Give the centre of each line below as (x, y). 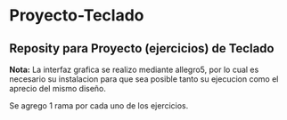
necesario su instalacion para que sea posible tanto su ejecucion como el (144, 79)
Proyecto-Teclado (77, 16)
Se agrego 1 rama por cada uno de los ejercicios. (99, 106)
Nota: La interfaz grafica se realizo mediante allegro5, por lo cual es (134, 69)
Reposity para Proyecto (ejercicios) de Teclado (142, 48)
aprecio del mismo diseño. (58, 88)
